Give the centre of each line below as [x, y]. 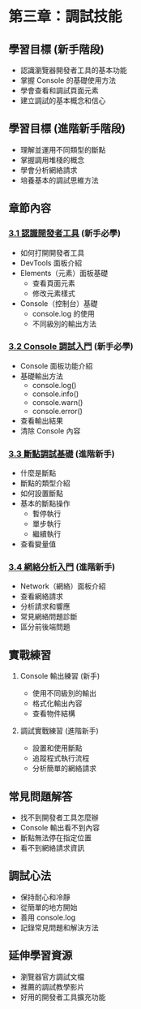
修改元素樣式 [53, 293]
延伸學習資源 [41, 956]
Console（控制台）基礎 [59, 303]
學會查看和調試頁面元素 [59, 91]
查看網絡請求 [41, 597]
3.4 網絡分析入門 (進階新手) [62, 567]
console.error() [58, 411]
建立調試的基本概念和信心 [63, 101]
